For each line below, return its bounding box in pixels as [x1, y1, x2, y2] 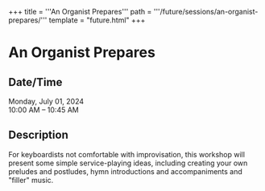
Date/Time [8, 75, 63, 89]
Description [8, 128, 68, 142]
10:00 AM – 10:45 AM [8, 105, 79, 115]
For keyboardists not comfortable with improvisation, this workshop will [8, 149, 246, 159]
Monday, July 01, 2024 [8, 96, 85, 106]
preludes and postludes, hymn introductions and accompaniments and [8, 166, 243, 176]
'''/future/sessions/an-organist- [153, 7, 259, 16]
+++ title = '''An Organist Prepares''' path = [8, 7, 152, 16]
